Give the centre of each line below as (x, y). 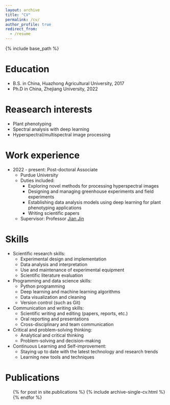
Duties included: (38, 180)
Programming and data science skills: (52, 280)
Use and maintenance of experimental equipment (72, 270)
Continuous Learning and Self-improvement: (59, 346)
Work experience (43, 156)
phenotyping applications (55, 208)
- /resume (20, 34)
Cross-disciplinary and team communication (67, 324)
